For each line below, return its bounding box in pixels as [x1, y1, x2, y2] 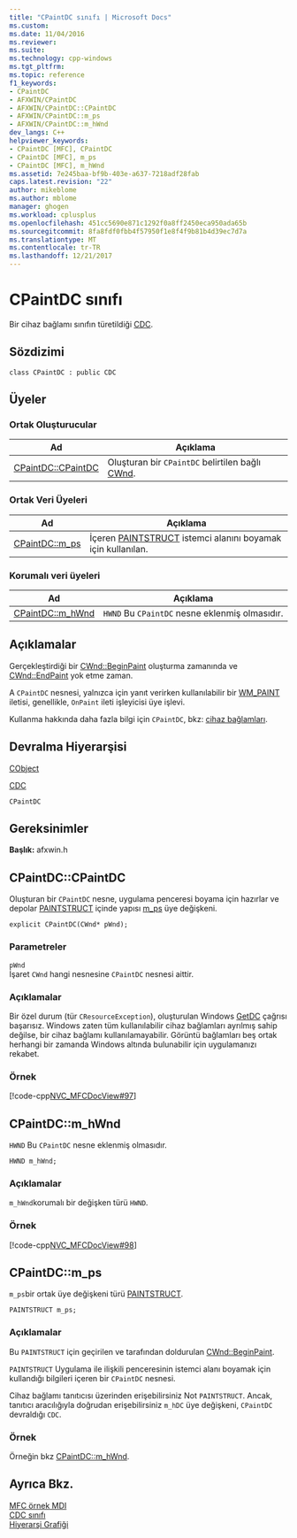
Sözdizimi [9, 344, 65, 359]
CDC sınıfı [9, 1510, 46, 1520]
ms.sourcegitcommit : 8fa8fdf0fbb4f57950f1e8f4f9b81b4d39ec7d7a [9, 227, 247, 235]
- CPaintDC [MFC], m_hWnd [9, 161, 104, 170]
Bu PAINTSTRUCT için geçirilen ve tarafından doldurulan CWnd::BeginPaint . [9, 1346, 275, 1357]
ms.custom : [9, 21, 49, 30]
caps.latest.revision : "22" [9, 178, 113, 187]
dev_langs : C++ [9, 128, 65, 137]
